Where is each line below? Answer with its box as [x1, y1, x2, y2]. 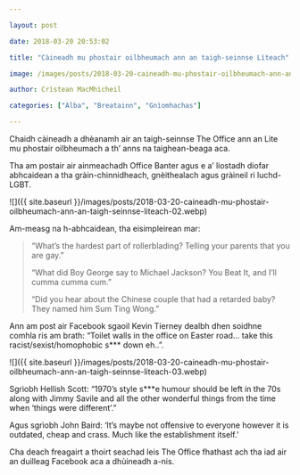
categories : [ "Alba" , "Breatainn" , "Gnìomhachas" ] [9, 102, 202, 111]
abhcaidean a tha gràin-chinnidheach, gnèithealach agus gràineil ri [9, 170, 256, 180]
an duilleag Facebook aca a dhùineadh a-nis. [9, 456, 175, 466]
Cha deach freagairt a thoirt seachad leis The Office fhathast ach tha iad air [9, 446, 287, 457]
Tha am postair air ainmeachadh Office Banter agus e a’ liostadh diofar [9, 160, 270, 170]
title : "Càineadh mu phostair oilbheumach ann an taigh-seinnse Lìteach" [9, 53, 290, 62]
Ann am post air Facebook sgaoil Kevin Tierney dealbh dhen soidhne [9, 321, 262, 331]
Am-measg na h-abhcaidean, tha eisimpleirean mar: [9, 224, 201, 233]
